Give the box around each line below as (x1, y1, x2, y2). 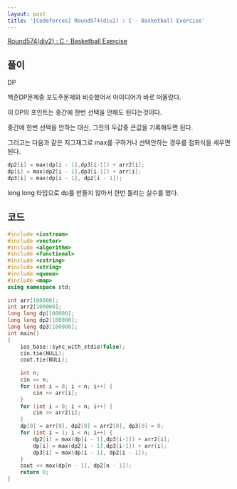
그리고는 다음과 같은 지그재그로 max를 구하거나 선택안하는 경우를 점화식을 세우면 (7, 138, 231, 147)
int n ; (20, 369, 40, 377)
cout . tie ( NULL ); (20, 357, 69, 364)
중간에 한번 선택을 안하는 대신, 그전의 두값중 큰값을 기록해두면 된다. (7, 123, 194, 132)
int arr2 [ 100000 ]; (7, 303, 62, 310)
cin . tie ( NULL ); (20, 349, 65, 357)
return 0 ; (20, 469, 50, 476)
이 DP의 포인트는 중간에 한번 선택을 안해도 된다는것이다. (7, 108, 162, 117)
